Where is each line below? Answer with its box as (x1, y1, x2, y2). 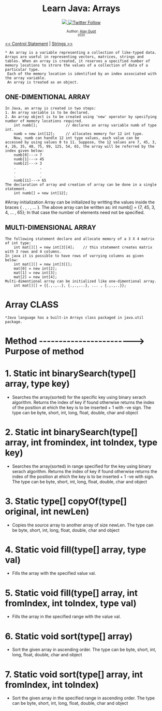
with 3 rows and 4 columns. (5, 249, 62, 254)
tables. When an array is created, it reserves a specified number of (5, 59, 150, 63)
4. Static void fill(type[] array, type (5, 544, 147, 555)
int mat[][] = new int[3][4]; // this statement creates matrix (14, 245, 152, 250)
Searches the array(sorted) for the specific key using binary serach (12, 394, 147, 400)
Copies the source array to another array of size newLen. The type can (12, 522, 154, 528)
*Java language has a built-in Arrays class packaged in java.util (5, 315, 144, 320)
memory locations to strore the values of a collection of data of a (5, 63, 148, 68)
